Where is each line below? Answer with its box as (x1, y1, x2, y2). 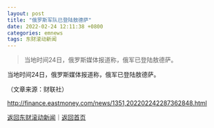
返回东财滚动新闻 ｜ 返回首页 (7, 113, 86, 122)
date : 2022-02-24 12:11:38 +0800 (7, 23, 104, 30)
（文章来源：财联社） (7, 85, 68, 93)
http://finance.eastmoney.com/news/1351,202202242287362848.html (7, 99, 207, 107)
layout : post (7, 10, 45, 17)
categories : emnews (7, 29, 64, 37)
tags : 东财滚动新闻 (7, 36, 57, 43)
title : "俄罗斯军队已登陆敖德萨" (7, 17, 92, 24)
